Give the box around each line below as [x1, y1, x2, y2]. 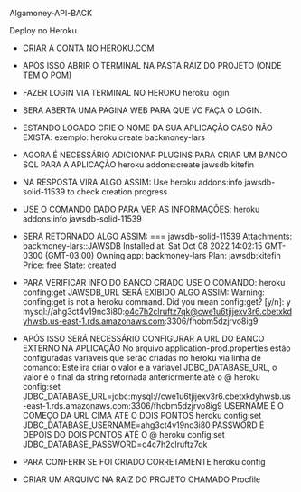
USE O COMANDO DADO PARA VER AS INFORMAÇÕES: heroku [22, 203, 260, 214]
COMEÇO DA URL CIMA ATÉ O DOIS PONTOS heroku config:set [22, 411, 262, 421]
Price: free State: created [22, 260, 117, 270]
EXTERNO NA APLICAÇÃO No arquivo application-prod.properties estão [22, 343, 291, 354]
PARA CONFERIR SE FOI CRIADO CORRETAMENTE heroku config [22, 457, 266, 467]
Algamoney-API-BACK [9, 8, 93, 18]
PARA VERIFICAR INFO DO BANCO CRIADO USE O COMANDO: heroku [22, 278, 286, 288]
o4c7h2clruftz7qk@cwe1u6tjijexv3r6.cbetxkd [125, 307, 292, 317]
